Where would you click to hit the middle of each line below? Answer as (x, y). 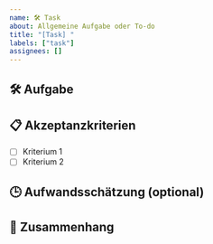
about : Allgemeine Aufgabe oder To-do (82, 26)
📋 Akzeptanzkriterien (73, 125)
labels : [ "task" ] (42, 43)
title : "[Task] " (42, 34)
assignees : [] (36, 52)
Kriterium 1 (42, 152)
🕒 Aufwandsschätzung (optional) (107, 192)
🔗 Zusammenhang (62, 227)
